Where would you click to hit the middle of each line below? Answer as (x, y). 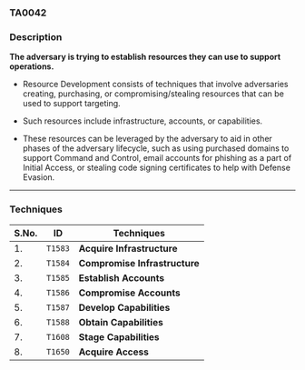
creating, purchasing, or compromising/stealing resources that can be (153, 94)
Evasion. (39, 177)
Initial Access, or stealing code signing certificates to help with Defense (156, 168)
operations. (32, 66)
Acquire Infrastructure (128, 248)
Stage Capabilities (119, 336)
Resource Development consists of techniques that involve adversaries (155, 85)
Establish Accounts (122, 277)
